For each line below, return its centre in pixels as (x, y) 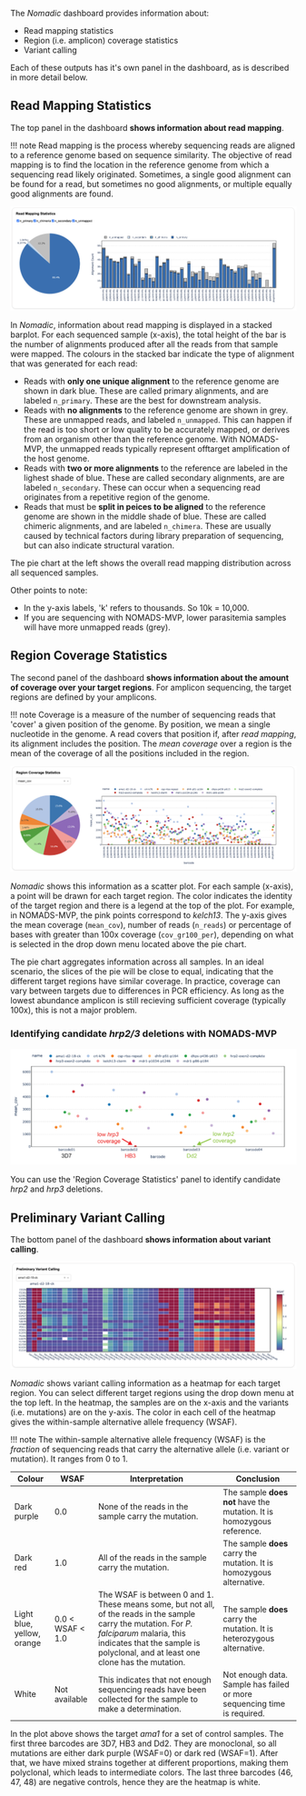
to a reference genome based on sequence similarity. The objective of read (151, 155)
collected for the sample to (148, 1699)
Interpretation (157, 1479)
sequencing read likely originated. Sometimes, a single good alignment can (151, 174)
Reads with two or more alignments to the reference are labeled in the (156, 468)
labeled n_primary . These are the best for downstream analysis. (142, 401)
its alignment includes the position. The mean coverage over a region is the (151, 743)
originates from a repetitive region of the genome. (117, 497)
